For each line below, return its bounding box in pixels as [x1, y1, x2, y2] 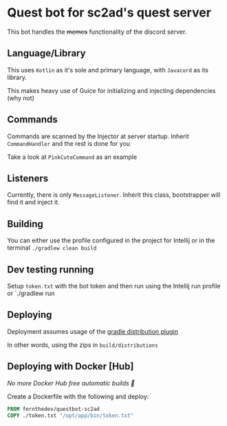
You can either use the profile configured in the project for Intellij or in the [7, 236, 215, 245]
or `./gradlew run [7, 289, 55, 297]
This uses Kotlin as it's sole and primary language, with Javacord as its [7, 65, 208, 74]
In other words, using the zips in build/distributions [7, 341, 158, 349]
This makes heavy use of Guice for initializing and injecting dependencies [7, 86, 216, 94]
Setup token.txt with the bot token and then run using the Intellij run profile [7, 282, 221, 290]
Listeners [7, 172, 49, 184]
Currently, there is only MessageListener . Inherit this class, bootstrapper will [7, 191, 221, 199]
